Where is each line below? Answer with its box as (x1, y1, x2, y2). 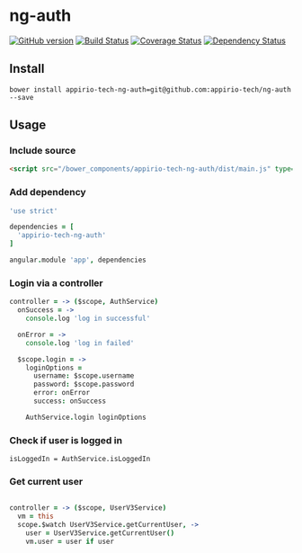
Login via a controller (9, 276, 103, 289)
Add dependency (9, 186, 87, 199)
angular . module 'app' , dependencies (9, 255, 147, 265)
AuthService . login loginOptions (25, 413, 147, 422)
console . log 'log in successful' (25, 314, 151, 324)
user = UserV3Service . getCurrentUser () (25, 529, 175, 538)
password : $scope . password (32, 379, 135, 389)
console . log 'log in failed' (25, 338, 135, 347)
